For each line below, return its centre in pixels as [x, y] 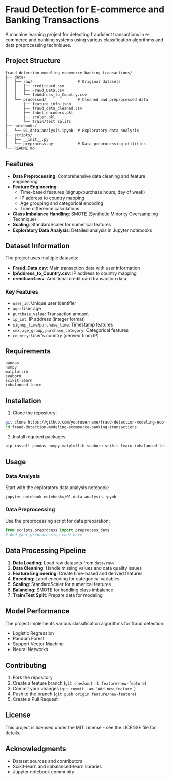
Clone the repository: [35, 413]
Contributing [26, 665]
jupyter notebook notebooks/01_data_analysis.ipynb [61, 497]
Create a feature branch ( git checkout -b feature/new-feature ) [79, 683]
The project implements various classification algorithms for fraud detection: [85, 624]
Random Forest [28, 639]
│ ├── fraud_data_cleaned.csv [44, 108]
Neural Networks [30, 649]
